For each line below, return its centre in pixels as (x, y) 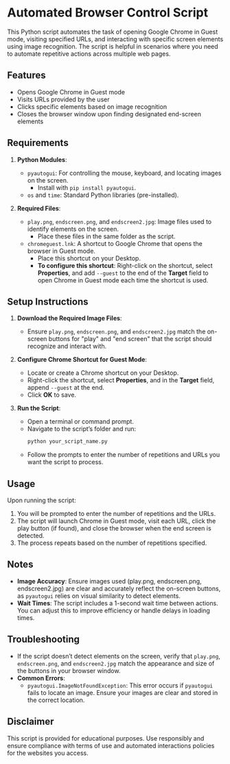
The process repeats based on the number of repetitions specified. (112, 543)
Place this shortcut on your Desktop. (89, 258)
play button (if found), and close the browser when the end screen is (114, 528)
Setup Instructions (48, 301)
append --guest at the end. (66, 388)
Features (26, 75)
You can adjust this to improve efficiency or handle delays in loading (114, 610)
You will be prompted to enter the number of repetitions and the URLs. (116, 514)
